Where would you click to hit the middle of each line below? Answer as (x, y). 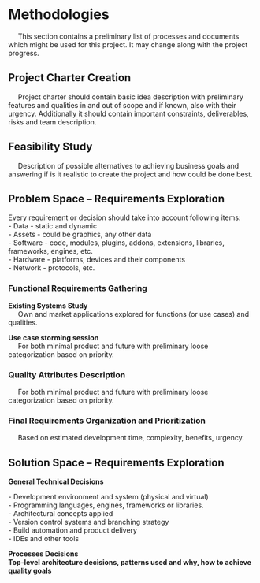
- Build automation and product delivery (73, 530)
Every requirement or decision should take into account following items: (124, 217)
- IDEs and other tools (44, 539)
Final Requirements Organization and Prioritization (107, 421)
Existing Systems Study (48, 306)
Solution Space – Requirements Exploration (116, 462)
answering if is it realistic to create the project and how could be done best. (131, 174)
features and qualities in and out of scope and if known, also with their (122, 105)
